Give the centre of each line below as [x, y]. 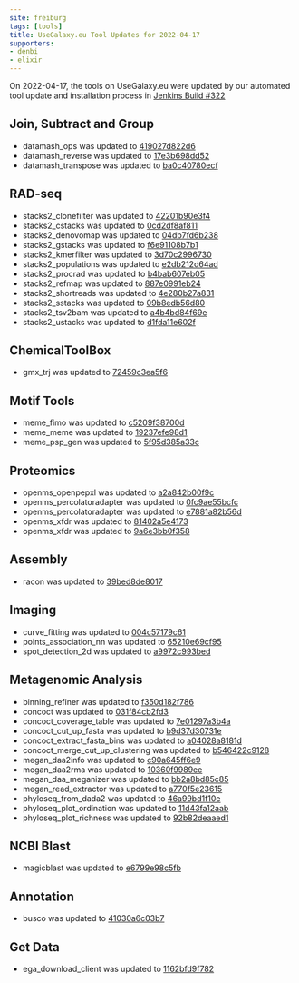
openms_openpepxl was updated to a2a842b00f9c [118, 492]
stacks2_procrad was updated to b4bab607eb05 [114, 273]
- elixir [26, 60]
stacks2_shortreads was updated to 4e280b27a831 [118, 293]
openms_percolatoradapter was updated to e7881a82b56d [132, 512]
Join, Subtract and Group [82, 124]
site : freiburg [38, 18]
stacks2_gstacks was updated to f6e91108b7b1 [110, 244]
